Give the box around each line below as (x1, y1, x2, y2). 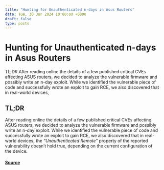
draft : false (5, 16, 32, 21)
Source (5, 159, 21, 165)
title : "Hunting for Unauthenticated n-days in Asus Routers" (5, 7, 135, 12)
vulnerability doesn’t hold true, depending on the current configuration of (5, 143, 153, 149)
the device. (5, 148, 28, 154)
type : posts (5, 21, 29, 26)
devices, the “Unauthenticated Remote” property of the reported (17, 138, 148, 143)
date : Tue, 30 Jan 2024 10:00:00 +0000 (5, 12, 87, 17)
